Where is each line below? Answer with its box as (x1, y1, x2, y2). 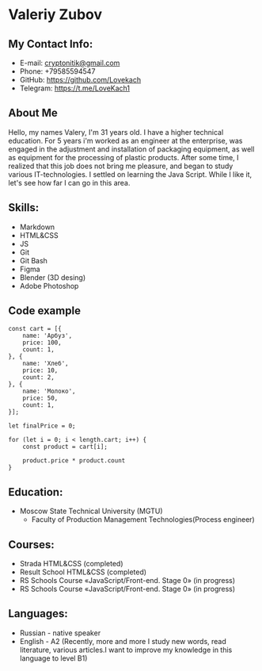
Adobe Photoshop (19, 281, 79, 290)
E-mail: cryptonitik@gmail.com (19, 58, 120, 67)
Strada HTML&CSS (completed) (19, 559, 124, 569)
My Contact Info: (8, 37, 93, 51)
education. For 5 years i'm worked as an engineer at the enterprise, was (8, 136, 243, 145)
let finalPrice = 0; (8, 422, 77, 430)
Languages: (8, 607, 69, 620)
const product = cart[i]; (22, 443, 108, 451)
